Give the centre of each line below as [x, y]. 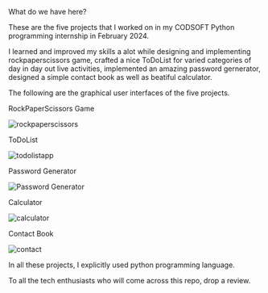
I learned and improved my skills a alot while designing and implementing [130, 51]
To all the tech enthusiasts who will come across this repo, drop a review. [130, 280]
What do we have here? [47, 12]
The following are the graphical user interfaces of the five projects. [119, 93]
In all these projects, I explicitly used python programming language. [122, 265]
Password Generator [43, 171]
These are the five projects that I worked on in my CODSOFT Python [122, 27]
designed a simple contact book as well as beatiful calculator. [110, 77]
